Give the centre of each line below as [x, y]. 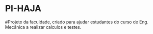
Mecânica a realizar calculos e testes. [43, 27]
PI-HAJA [23, 8]
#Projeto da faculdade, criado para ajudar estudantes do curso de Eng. [77, 22]
